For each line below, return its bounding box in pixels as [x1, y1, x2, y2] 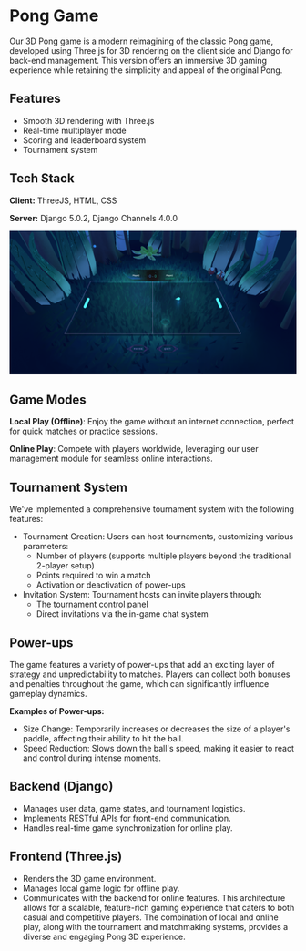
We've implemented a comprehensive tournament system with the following [9, 504, 294, 515]
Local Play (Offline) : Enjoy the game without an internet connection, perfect [9, 416, 294, 427]
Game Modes [9, 392, 87, 407]
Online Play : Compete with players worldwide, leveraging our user [9, 444, 259, 455]
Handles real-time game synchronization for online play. [22, 822, 234, 833]
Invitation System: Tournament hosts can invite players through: [22, 589, 262, 600]
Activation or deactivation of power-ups [36, 579, 186, 590]
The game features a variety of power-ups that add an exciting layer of [9, 660, 275, 670]
